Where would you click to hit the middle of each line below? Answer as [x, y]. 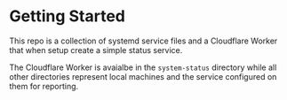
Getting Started [68, 16]
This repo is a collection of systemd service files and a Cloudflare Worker [143, 41]
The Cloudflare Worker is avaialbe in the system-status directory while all [143, 67]
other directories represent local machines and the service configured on [143, 76]
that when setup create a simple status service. [96, 50]
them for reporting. [44, 86]
